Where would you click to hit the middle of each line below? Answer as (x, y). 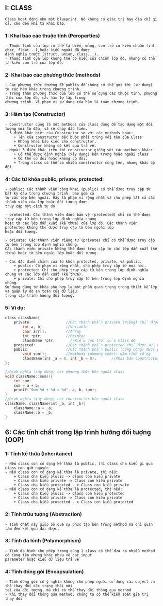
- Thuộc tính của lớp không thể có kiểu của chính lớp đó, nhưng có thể (80, 59)
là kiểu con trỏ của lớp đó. (34, 63)
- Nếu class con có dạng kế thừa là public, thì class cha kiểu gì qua (79, 464)
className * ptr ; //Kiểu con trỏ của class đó (79, 340)
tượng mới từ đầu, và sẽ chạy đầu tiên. (47, 128)
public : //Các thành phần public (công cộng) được (84, 350)
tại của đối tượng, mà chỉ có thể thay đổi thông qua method (68, 590)
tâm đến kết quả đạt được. (32, 529)
